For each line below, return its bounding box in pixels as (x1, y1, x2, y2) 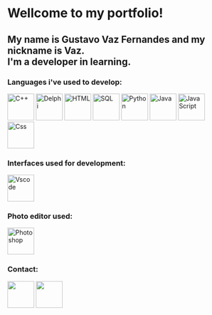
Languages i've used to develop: (7, 77, 122, 87)
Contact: (7, 264, 38, 274)
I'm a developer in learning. (7, 56, 132, 68)
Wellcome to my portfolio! (7, 5, 164, 21)
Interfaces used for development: (7, 158, 126, 168)
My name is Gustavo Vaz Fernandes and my (7, 33, 206, 46)
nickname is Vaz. (7, 44, 85, 56)
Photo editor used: (7, 212, 73, 222)
